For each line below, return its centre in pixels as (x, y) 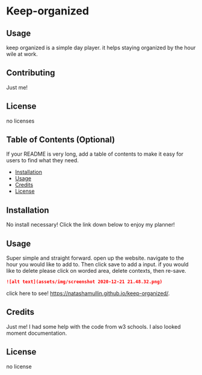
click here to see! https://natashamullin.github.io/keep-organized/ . (88, 293)
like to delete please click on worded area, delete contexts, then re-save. (96, 271)
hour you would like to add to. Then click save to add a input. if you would (97, 264)
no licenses (20, 121)
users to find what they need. (43, 160)
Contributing (31, 73)
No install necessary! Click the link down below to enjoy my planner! (91, 225)
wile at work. (22, 54)
